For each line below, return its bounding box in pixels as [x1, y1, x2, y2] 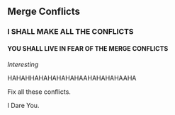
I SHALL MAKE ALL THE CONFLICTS [7, 27, 134, 37]
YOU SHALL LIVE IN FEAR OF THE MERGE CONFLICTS [7, 44, 169, 52]
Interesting [7, 60, 39, 68]
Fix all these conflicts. [7, 87, 71, 96]
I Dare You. [7, 101, 40, 109]
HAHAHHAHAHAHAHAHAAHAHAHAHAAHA [7, 73, 137, 82]
